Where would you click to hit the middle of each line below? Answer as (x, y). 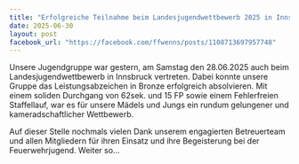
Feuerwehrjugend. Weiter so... (65, 151)
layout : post (33, 34)
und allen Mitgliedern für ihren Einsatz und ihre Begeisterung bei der (134, 141)
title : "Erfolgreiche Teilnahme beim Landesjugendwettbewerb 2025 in (141, 17)
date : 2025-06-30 (41, 26)
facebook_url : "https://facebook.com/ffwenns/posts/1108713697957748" (143, 42)
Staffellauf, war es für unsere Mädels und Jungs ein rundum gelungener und (149, 105)
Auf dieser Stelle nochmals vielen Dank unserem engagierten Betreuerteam (147, 132)
